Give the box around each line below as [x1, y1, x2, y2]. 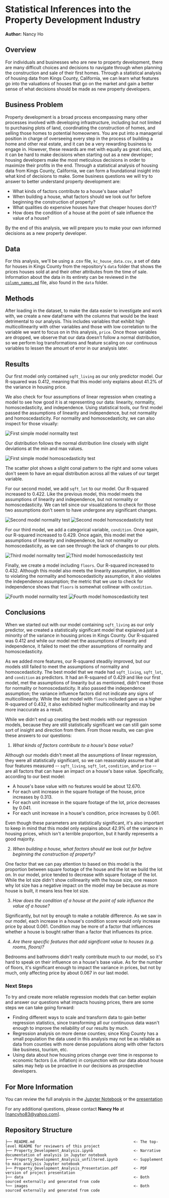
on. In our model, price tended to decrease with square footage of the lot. [5, 871, 157, 877]
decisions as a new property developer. [5, 230, 87, 236]
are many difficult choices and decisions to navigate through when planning [5, 64, 162, 70]
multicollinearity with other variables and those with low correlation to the [5, 324, 157, 330]
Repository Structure [5, 1126, 73, 1134]
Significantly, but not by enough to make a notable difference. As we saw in [5, 913, 162, 919]
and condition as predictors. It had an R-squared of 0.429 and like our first [5, 674, 160, 680]
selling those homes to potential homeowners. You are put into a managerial [5, 130, 162, 136]
